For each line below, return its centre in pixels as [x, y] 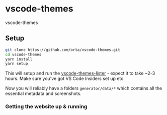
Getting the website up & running [46, 106]
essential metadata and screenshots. [43, 93]
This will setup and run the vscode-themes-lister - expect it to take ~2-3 [80, 73]
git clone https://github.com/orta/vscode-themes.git [63, 50]
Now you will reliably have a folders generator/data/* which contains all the [84, 88]
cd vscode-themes [23, 54]
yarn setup [17, 64]
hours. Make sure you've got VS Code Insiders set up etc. [65, 78]
